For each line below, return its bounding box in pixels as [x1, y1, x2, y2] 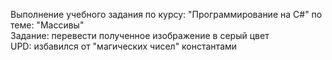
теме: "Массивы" [10, 19, 85, 31]
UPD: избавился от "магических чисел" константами [10, 40, 238, 52]
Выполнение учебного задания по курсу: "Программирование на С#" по [10, 9, 323, 20]
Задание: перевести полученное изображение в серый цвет [10, 30, 270, 41]
